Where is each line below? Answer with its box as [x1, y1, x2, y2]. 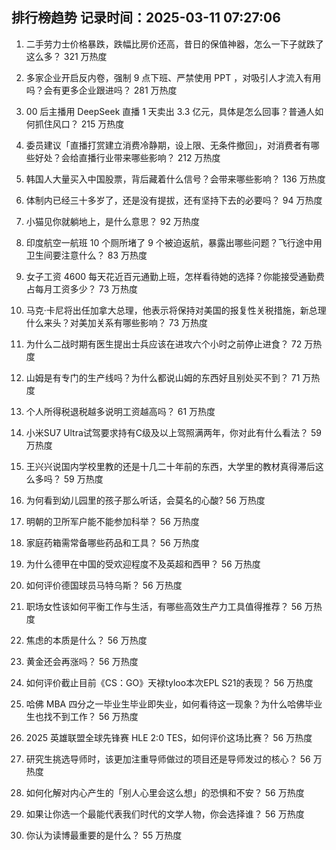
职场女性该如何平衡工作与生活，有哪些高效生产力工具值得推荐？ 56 [25, 600, 303, 612]
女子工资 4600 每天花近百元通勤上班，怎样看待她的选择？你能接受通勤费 [25, 270, 326, 282]
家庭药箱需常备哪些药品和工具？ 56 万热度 [25, 536, 200, 548]
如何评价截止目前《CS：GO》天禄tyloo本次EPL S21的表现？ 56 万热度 [25, 676, 314, 688]
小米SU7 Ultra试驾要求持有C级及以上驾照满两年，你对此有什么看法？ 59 [25, 426, 322, 438]
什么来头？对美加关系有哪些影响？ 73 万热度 [25, 316, 209, 328]
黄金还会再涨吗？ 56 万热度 [25, 655, 139, 667]
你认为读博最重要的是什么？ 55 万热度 [25, 829, 183, 841]
